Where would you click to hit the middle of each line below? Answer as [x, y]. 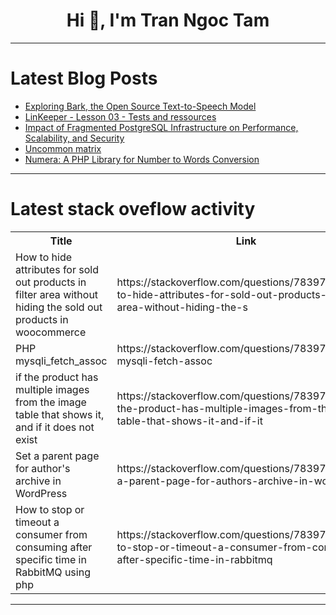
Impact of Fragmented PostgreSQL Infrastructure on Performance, [161, 127]
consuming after [54, 547]
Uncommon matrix [63, 148]
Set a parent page [57, 456]
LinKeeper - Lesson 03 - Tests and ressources [120, 116]
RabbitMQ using [53, 572]
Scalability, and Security [74, 138]
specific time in [51, 559]
